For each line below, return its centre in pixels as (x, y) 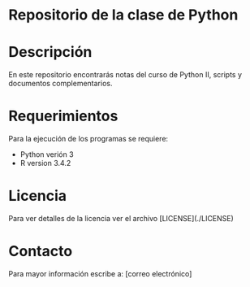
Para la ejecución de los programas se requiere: (88, 139)
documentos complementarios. (60, 84)
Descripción (50, 52)
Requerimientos (63, 116)
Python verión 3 (47, 154)
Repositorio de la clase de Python (123, 15)
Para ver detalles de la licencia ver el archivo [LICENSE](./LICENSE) (121, 218)
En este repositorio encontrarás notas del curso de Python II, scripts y (125, 75)
